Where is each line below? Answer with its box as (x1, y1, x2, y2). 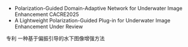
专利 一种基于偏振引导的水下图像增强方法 (6, 35, 105, 42)
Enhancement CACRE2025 (14, 11, 79, 18)
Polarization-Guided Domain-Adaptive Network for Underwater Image (14, 5, 183, 11)
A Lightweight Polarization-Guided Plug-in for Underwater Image (14, 17, 171, 23)
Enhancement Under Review (14, 23, 83, 30)
